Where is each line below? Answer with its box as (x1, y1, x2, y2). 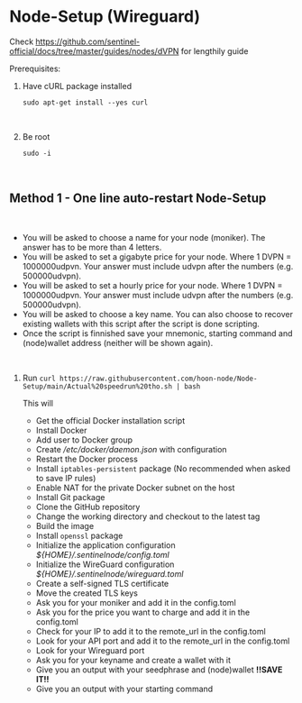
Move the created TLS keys (35, 588, 138, 598)
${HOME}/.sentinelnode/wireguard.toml (35, 568, 184, 579)
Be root (22, 131, 50, 142)
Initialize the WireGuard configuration (35, 559, 175, 570)
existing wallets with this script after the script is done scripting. (22, 318, 260, 329)
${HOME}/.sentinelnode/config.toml (35, 549, 169, 560)
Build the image (35, 520, 95, 531)
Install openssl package (35, 530, 124, 541)
